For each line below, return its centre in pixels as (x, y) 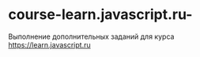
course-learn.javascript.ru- (100, 15)
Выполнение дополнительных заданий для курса (91, 36)
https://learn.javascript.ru (49, 44)
